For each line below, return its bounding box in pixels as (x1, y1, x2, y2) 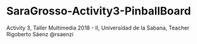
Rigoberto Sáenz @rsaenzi (6, 30, 73, 37)
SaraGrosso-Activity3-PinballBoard (6, 4, 191, 18)
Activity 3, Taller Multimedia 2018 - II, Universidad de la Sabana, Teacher (6, 24, 190, 31)
